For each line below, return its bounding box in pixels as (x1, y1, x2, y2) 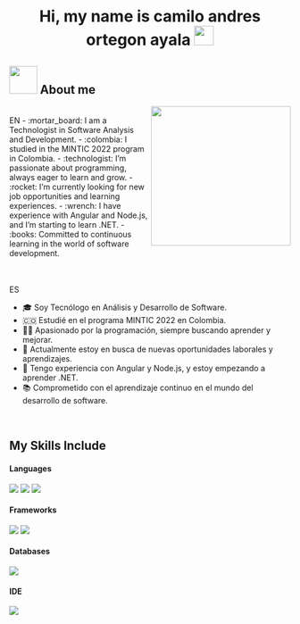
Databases (9, 546, 51, 557)
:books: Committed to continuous (9, 229, 132, 239)
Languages (9, 462, 52, 474)
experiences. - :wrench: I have (9, 201, 121, 211)
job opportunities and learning (9, 191, 121, 202)
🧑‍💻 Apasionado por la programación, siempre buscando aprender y (21, 325, 271, 336)
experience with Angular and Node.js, (9, 210, 148, 220)
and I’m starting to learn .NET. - (9, 220, 125, 229)
